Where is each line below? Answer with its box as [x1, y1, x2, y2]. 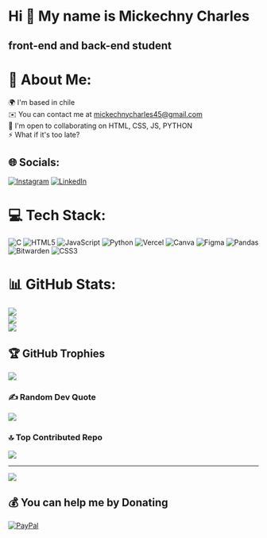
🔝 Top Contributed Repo [8, 432, 103, 443]
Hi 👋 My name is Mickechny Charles [8, 7, 250, 25]
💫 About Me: [8, 71, 92, 88]
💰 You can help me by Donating [8, 496, 168, 509]
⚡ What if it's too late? [8, 130, 80, 139]
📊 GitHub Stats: [8, 276, 117, 293]
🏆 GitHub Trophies [8, 346, 106, 360]
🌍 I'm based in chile [8, 97, 75, 106]
